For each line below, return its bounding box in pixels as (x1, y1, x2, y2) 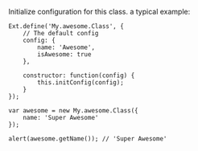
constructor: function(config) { (23, 71, 135, 80)
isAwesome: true (37, 51, 92, 59)
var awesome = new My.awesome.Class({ (8, 107, 138, 115)
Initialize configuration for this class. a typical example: (8, 7, 191, 16)
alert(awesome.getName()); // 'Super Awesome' (8, 135, 167, 143)
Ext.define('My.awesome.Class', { (8, 22, 125, 31)
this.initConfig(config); (37, 79, 125, 87)
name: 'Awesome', (37, 43, 95, 51)
